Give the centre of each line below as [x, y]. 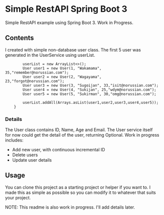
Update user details [32, 160]
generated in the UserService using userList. [50, 55]
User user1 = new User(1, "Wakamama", [62, 68]
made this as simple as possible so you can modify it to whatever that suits [81, 192]
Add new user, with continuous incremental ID [59, 150]
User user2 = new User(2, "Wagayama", [62, 77]
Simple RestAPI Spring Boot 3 [66, 9]
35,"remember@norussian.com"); [37, 72]
